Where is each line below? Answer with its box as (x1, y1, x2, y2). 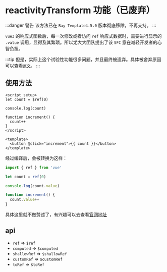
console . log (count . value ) (5, 183, 60, 188)
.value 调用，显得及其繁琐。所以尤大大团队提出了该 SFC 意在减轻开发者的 (5, 39, 158, 45)
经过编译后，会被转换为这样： (5, 155, 67, 161)
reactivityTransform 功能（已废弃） (5, 5, 155, 16)
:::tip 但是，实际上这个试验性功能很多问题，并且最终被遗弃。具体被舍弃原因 (5, 56, 161, 62)
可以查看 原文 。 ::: (5, 63, 40, 69)
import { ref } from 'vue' (5, 165, 62, 170)
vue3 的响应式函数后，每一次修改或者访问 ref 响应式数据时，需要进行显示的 (5, 33, 162, 39)
